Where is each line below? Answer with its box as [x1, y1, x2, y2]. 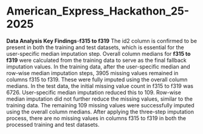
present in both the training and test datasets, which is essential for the [6, 44, 184, 51]
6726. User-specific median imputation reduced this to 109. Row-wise [6, 89, 181, 96]
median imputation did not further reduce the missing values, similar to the [6, 95, 193, 102]
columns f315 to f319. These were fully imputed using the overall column [6, 76, 188, 83]
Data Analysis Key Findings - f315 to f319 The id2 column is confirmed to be [6, 37, 198, 44]
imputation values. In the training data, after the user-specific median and [6, 62, 190, 70]
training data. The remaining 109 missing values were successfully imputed [6, 101, 194, 109]
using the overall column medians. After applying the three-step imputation [6, 108, 194, 115]
